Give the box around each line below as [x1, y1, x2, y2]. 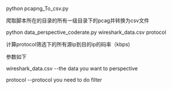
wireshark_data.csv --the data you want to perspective [6, 65, 138, 72]
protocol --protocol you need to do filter [6, 76, 103, 83]
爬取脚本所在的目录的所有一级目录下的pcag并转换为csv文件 [6, 17, 150, 24]
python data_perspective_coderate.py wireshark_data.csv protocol [6, 29, 166, 36]
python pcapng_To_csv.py [6, 5, 69, 12]
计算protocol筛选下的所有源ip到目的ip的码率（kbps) [6, 41, 130, 47]
